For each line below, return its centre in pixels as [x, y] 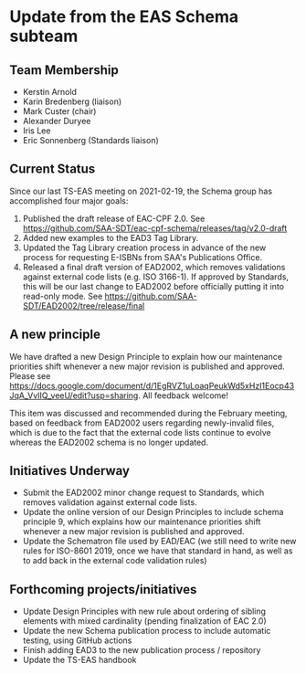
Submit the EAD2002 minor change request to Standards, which [143, 493]
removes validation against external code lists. [110, 502]
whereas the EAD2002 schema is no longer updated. [109, 442]
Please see [30, 375]
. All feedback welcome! [183, 395]
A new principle [55, 335]
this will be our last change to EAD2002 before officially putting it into [153, 286]
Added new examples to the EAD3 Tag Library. [111, 237]
